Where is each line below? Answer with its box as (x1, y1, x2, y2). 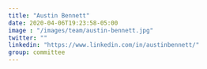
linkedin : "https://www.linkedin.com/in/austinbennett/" (8, 41, 200, 49)
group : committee (8, 48, 66, 56)
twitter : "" (8, 33, 47, 42)
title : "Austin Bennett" (8, 11, 90, 20)
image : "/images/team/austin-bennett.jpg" (8, 26, 154, 34)
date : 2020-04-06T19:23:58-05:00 (8, 19, 119, 27)
